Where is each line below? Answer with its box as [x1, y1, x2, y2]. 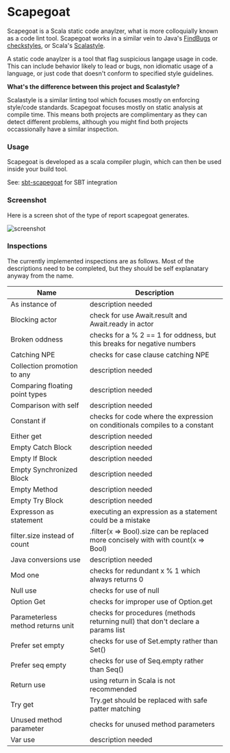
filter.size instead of [10, 531, 75, 540]
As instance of [10, 299, 57, 309]
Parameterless [10, 612, 57, 621]
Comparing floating [10, 381, 73, 390]
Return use [10, 680, 46, 689]
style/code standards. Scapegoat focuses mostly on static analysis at [7, 103, 203, 111]
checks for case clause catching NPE [90, 350, 210, 359]
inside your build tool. [7, 165, 68, 174]
